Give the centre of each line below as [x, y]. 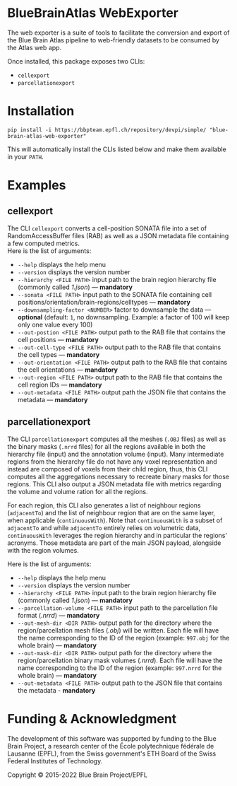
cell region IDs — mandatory [60, 385]
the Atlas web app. [35, 47]
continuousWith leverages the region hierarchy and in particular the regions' [117, 535]
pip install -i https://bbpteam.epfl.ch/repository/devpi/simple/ [107, 130]
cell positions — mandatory [58, 339]
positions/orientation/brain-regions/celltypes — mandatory [104, 302]
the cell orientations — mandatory [68, 370]
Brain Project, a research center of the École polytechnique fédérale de [111, 746]
